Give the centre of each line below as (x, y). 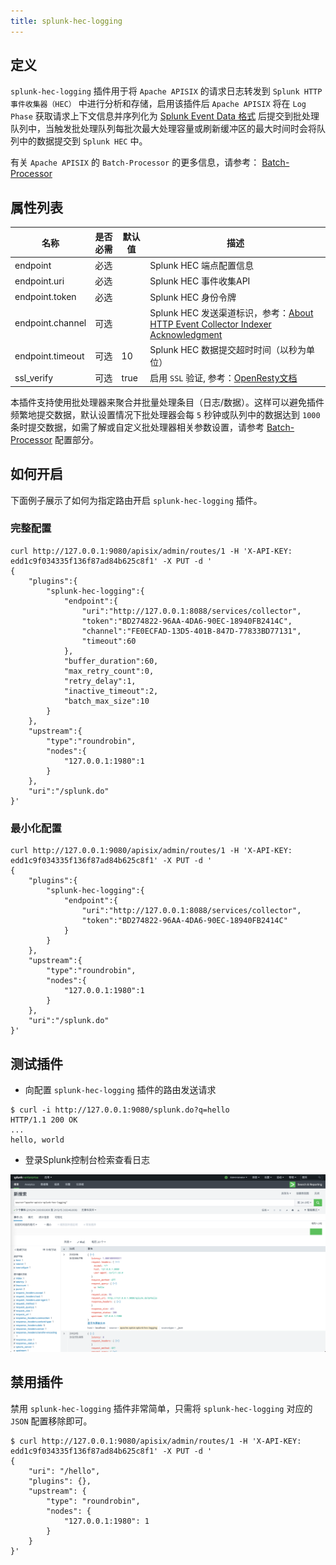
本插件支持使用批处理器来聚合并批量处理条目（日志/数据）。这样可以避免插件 (167, 402)
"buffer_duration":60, (111, 661)
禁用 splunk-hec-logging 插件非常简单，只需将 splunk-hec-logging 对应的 (161, 1408)
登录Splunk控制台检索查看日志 (87, 1159)
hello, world (37, 1140)
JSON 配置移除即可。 (51, 1421)
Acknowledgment (186, 334)
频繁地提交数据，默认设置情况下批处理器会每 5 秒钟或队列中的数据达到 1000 (165, 414)
